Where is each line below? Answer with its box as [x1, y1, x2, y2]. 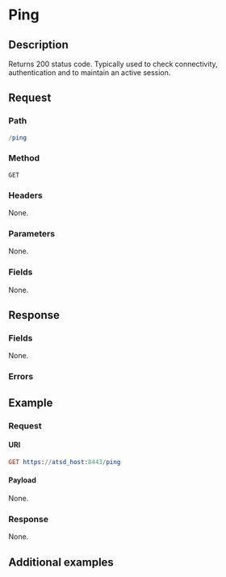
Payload [8, 475, 36, 485]
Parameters [8, 228, 55, 240]
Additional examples [8, 555, 115, 569]
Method [8, 153, 40, 164]
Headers [8, 190, 43, 201]
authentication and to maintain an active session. [8, 68, 171, 77]
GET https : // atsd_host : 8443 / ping [8, 458, 121, 466]
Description [8, 38, 69, 52]
